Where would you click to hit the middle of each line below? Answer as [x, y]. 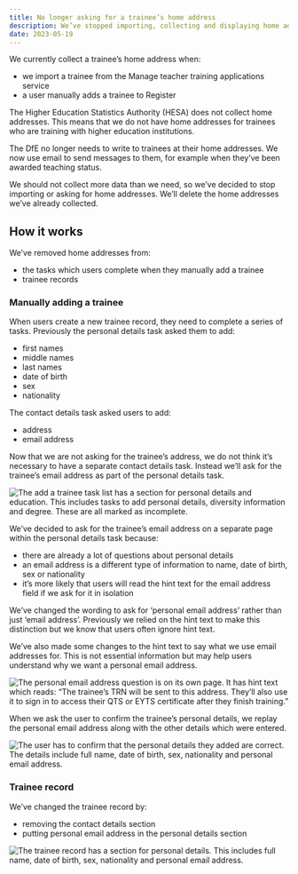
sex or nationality [54, 575]
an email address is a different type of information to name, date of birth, [155, 565]
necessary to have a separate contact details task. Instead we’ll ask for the [145, 466]
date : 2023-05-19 [41, 34]
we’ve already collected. [54, 203]
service [36, 86]
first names [43, 348]
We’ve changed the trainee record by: [78, 806]
